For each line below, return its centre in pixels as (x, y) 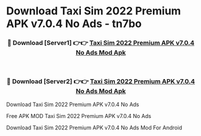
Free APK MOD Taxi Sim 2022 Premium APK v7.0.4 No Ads (79, 116)
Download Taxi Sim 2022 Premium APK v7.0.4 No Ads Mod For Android (94, 128)
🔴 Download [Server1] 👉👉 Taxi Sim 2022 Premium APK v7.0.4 (101, 43)
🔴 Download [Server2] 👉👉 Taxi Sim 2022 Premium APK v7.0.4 (101, 81)
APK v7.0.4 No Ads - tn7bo (74, 24)
